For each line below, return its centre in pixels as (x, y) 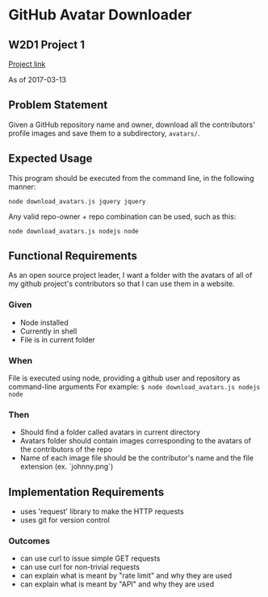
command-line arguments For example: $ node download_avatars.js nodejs (134, 387)
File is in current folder (57, 339)
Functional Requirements (73, 256)
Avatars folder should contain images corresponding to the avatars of (136, 441)
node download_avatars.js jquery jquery (77, 201)
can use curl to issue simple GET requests (90, 558)
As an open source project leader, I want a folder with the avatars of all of (130, 275)
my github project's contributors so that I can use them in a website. (122, 284)
